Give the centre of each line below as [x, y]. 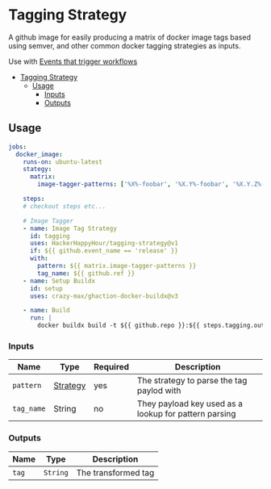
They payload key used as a [190, 403]
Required [112, 367]
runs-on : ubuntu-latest [63, 162]
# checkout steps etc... [65, 206]
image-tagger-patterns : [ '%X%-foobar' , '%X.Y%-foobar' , [133, 184]
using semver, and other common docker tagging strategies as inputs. [125, 45]
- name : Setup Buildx [59, 281]
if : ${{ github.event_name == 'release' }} [104, 251]
